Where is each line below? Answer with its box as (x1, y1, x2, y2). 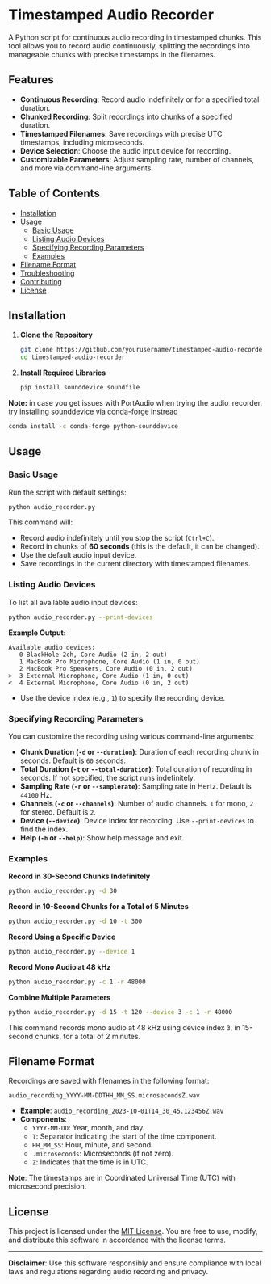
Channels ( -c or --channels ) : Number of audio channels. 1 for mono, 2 (19, 798, 254, 808)
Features (8, 73, 54, 86)
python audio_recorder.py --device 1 (8, 947, 135, 955)
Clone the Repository (19, 330, 93, 340)
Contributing (19, 276, 62, 286)
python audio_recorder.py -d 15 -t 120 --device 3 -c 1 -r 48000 (8, 1008, 232, 1016)
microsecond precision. (8, 1181, 87, 1191)
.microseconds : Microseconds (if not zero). (31, 1149, 174, 1159)
